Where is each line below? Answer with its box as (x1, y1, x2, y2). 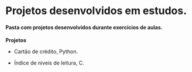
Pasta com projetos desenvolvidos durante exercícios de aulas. (5, 23, 163, 30)
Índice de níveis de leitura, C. (13, 60, 84, 67)
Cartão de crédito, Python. (13, 48, 78, 55)
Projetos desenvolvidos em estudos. (5, 4, 187, 18)
